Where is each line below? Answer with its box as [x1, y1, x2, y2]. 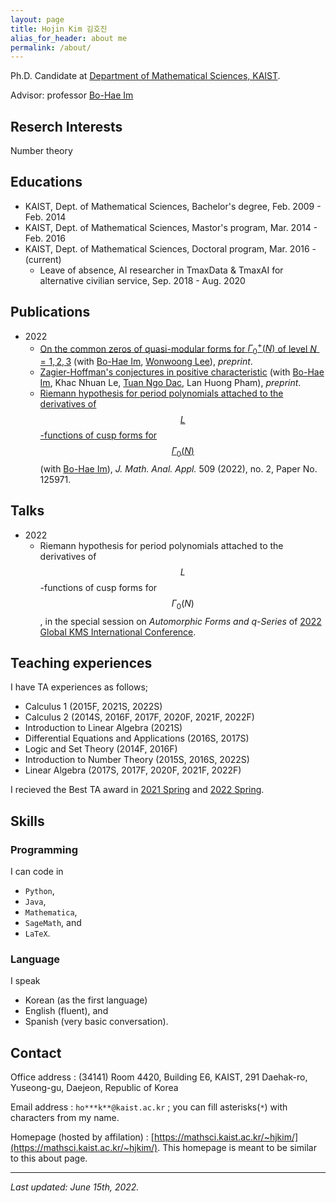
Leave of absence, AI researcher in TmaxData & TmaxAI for [39, 264, 284, 276]
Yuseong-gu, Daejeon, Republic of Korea [10, 1082, 179, 1094]
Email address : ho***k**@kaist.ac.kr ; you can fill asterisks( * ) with [10, 1101, 288, 1113]
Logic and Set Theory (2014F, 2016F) [24, 743, 178, 755]
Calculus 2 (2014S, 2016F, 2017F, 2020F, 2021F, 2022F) [24, 711, 255, 723]
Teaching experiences [10, 654, 153, 671]
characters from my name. [10, 1112, 120, 1124]
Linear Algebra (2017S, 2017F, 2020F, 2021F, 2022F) [24, 764, 242, 776]
